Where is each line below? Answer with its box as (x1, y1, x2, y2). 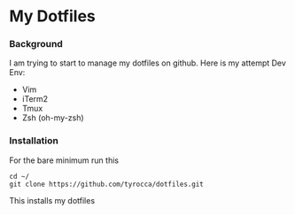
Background (9, 38, 64, 50)
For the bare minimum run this (9, 155, 120, 165)
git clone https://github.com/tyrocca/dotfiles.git (9, 180, 204, 188)
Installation (9, 134, 59, 147)
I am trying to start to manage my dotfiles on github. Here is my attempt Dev (9, 58, 286, 68)
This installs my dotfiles (9, 195, 96, 205)
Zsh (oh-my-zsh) (21, 112, 84, 123)
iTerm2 (21, 94, 49, 104)
